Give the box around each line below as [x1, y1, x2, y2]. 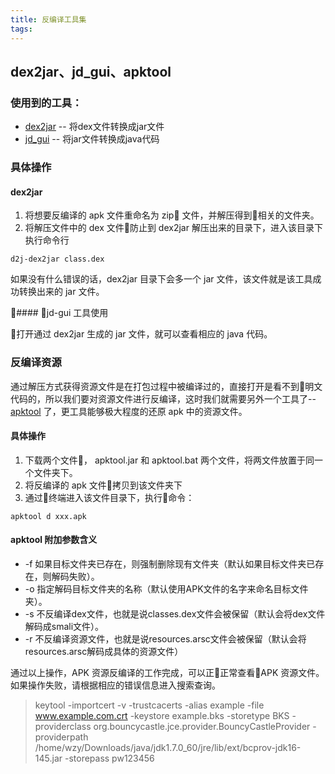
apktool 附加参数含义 [10, 534, 98, 546]
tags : [10, 24, 33, 34]
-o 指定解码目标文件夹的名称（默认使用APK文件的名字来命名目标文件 [24, 583, 309, 595]
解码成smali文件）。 [24, 621, 105, 633]
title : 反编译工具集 [10, 14, 87, 25]
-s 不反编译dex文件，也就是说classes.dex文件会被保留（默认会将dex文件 [24, 608, 326, 620]
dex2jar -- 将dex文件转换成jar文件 [24, 121, 165, 133]
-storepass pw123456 [64, 752, 155, 765]
